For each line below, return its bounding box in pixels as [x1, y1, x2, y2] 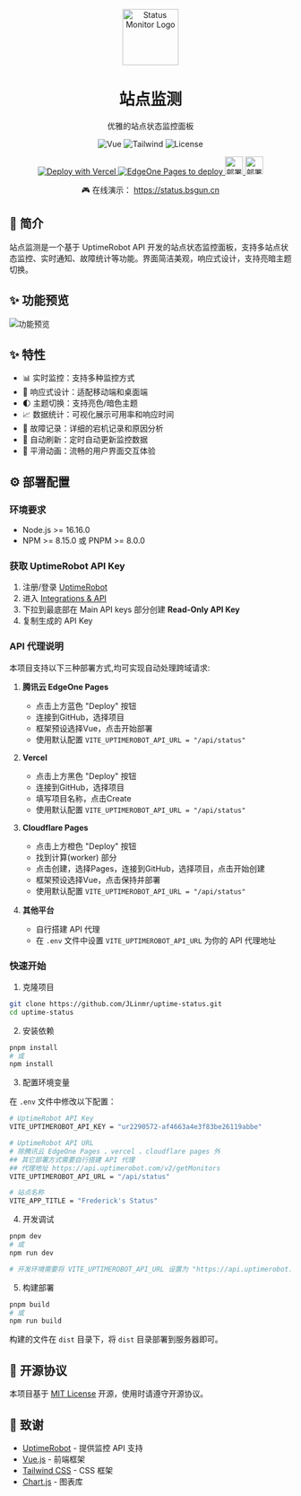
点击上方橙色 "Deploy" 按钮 [35, 840, 137, 852]
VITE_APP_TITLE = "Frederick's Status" [9, 1196, 159, 1206]
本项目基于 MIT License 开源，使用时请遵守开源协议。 [9, 1388, 209, 1399]
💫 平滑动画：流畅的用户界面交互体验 [21, 445, 156, 457]
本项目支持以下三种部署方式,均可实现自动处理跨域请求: [9, 662, 211, 673]
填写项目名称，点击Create [35, 792, 132, 803]
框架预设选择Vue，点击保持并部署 [35, 874, 161, 885]
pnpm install [9, 1043, 58, 1052]
